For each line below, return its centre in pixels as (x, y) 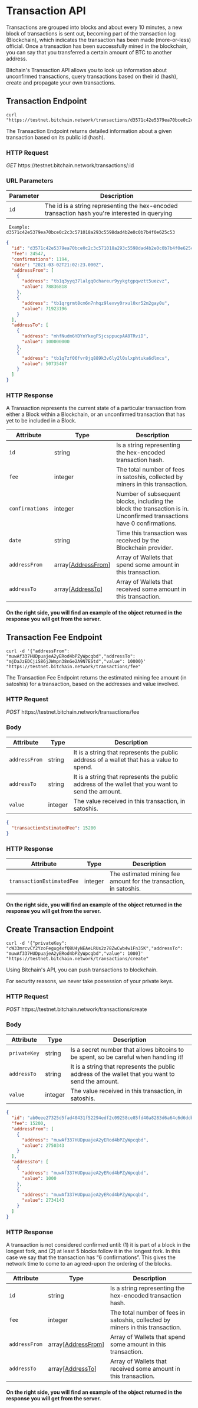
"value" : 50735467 (44, 364)
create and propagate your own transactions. (61, 82)
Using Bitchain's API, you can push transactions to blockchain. (82, 970)
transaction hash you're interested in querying (108, 213)
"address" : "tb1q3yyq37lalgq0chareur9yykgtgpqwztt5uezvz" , (95, 281)
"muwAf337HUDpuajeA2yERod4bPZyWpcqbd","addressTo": (71, 656)
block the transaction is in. (152, 509)
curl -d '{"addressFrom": (38, 651)
